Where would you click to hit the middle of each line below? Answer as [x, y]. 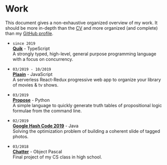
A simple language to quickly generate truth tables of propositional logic [87, 105]
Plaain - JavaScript [32, 74]
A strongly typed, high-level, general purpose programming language [85, 54]
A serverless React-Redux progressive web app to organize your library [87, 79]
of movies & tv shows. [35, 85]
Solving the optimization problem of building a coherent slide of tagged [86, 131]
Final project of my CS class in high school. [57, 157]
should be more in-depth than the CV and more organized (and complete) [81, 28]
